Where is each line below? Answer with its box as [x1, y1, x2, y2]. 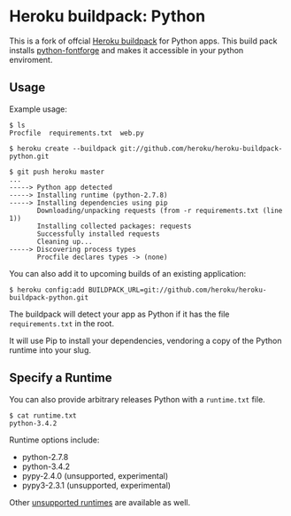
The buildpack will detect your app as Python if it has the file [9, 309, 230, 319]
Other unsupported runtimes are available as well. [9, 496, 191, 507]
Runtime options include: [9, 434, 100, 445]
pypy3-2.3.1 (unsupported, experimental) [21, 480, 171, 490]
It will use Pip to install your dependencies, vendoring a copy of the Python [9, 335, 282, 346]
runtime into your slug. [9, 344, 91, 356]
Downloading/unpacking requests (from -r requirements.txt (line [36, 206, 283, 215]
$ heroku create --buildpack [9, 144, 117, 152]
